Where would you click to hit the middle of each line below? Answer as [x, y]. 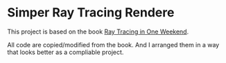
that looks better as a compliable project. [66, 52]
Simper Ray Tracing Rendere [91, 13]
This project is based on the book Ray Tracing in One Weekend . [98, 32]
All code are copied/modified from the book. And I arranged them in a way [113, 45]
